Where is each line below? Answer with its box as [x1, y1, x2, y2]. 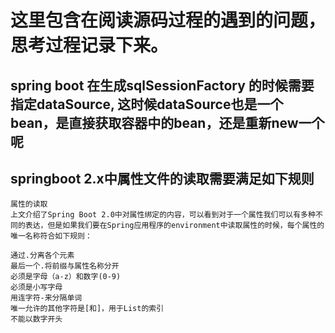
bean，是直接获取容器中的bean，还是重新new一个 [10, 114, 325, 131]
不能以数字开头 [10, 314, 63, 325]
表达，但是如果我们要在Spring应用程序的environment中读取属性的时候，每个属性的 [24, 221, 325, 231]
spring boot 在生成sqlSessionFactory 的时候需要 [10, 77, 315, 94]
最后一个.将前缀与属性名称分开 [10, 261, 120, 271]
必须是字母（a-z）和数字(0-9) [10, 272, 122, 282]
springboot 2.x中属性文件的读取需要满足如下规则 [10, 170, 315, 187]
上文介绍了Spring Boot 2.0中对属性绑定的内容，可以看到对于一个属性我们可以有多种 [10, 210, 316, 220]
